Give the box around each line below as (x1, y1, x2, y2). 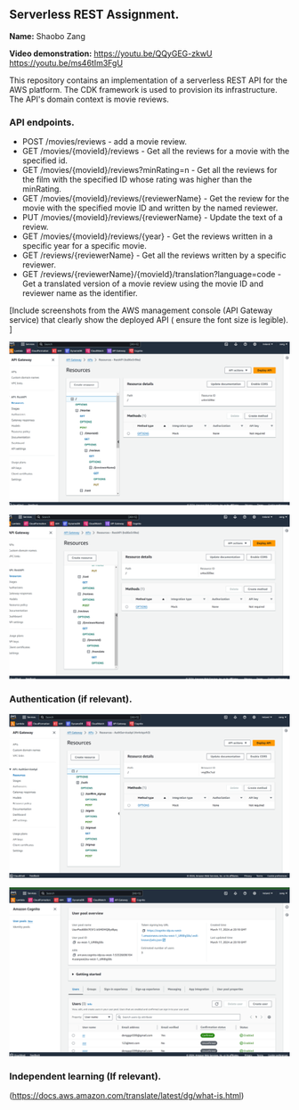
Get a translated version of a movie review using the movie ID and (21, 278, 264, 289)
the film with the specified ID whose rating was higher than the (21, 174, 253, 185)
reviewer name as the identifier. (21, 288, 138, 299)
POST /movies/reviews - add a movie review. (21, 136, 187, 147)
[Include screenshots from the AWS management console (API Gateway (9, 305, 273, 316)
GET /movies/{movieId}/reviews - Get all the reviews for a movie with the (21, 146, 290, 157)
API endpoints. (9, 116, 75, 128)
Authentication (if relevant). (9, 693, 133, 705)
